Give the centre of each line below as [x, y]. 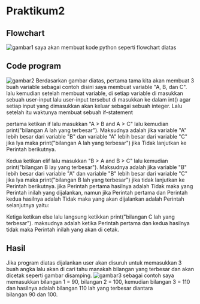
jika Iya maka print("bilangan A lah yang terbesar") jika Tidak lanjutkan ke [96, 143]
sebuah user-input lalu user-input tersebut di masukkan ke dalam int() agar [99, 99]
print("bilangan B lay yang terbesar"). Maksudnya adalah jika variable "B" [97, 167]
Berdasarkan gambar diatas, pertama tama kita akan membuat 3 [115, 80]
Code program [34, 66]
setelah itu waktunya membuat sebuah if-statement [70, 112]
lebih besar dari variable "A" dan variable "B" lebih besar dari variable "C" [97, 173]
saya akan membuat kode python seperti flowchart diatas [106, 47]
